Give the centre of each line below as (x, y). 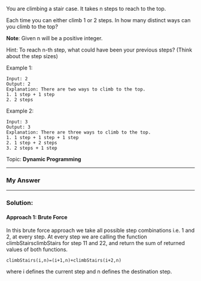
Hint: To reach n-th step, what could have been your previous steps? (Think (99, 50)
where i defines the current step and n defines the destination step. (89, 271)
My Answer (23, 180)
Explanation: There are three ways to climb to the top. (79, 132)
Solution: (20, 203)
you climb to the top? (32, 27)
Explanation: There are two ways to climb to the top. (76, 89)
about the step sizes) (32, 56)
